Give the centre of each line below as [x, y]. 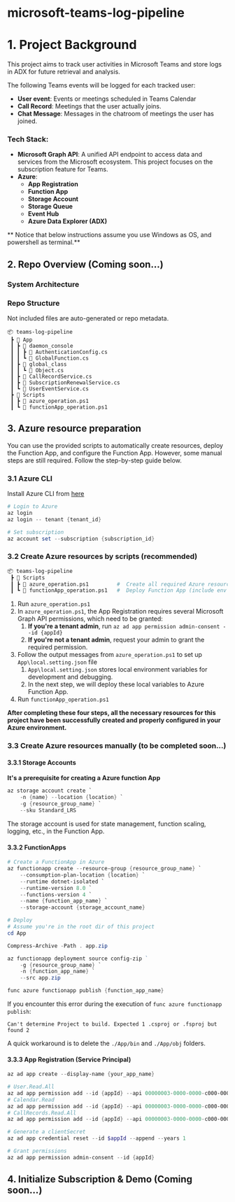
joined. [27, 121]
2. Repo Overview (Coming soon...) [85, 264]
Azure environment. [37, 728]
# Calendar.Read [31, 1100]
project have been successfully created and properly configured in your [114, 720]
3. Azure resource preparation [74, 429]
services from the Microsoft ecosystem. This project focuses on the [115, 162]
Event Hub [43, 214]
